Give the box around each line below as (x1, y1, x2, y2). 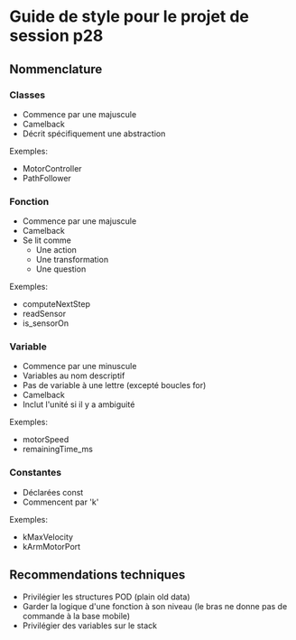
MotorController (22, 162, 83, 173)
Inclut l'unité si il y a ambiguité (22, 399, 135, 410)
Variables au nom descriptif (22, 370, 125, 381)
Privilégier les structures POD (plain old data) (22, 591, 191, 602)
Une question (35, 264, 87, 274)
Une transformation (35, 255, 109, 265)
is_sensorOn (22, 318, 69, 329)
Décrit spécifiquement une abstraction (22, 128, 166, 139)
